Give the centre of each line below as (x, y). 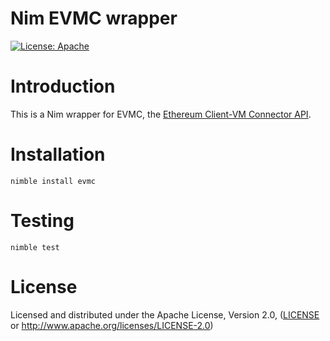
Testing (42, 221)
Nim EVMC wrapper (94, 18)
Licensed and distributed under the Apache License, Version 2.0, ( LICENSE (165, 314)
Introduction (63, 86)
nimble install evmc (53, 181)
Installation (58, 154)
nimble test (35, 247)
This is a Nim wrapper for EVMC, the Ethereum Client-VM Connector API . (161, 114)
